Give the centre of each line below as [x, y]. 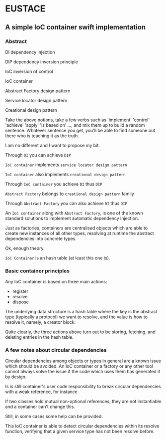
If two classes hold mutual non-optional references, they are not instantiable [83, 402]
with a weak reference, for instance [41, 392]
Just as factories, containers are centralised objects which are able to [77, 228]
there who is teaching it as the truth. [42, 136]
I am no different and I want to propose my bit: [53, 145]
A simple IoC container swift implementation [75, 27]
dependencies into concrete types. [41, 238]
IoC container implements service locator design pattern [66, 165]
